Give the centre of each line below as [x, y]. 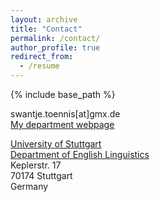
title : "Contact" [46, 29]
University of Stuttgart [56, 144]
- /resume [39, 66]
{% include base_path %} [63, 94]
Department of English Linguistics [80, 154]
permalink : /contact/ [55, 38]
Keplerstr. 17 [36, 165]
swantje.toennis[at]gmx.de [65, 114]
